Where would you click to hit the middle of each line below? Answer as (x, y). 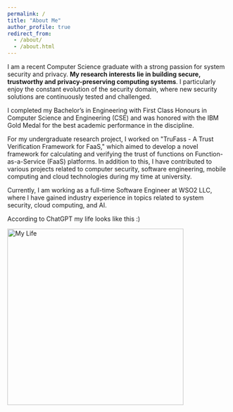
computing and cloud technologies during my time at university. (100, 176)
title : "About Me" (34, 20)
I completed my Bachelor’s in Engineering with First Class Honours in (107, 110)
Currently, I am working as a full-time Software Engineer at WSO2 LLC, (110, 190)
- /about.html (34, 47)
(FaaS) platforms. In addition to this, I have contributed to (130, 162)
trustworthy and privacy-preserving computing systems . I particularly (112, 81)
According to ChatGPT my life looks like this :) (74, 219)
